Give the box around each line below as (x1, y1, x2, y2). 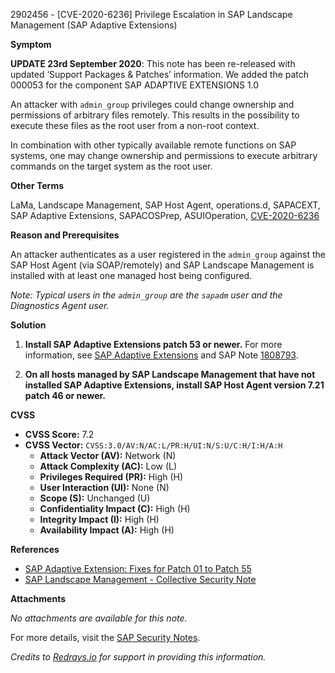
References (10, 544, 60, 555)
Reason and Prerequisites (10, 229, 120, 241)
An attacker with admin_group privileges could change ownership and (10, 99, 295, 110)
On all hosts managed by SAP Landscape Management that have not (24, 369, 316, 380)
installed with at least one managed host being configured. (10, 270, 253, 281)
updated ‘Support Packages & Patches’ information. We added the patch (10, 69, 310, 80)
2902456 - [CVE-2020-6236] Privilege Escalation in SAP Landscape (10, 9, 293, 20)
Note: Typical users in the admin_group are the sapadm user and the (10, 289, 283, 301)
